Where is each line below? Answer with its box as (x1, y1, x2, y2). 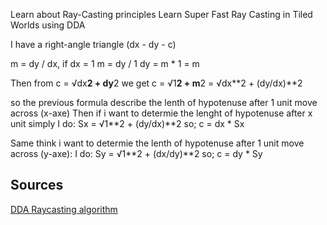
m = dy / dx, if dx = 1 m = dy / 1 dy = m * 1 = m (10, 58, 200, 69)
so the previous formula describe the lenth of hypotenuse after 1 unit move (10, 97, 318, 108)
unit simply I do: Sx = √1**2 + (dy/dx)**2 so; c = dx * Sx (10, 118, 245, 129)
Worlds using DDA (10, 19, 86, 31)
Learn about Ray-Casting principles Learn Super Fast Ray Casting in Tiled (10, 9, 313, 20)
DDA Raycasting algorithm (10, 203, 118, 215)
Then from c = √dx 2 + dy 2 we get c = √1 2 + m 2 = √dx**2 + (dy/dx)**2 (10, 77, 303, 89)
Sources (10, 177, 64, 194)
